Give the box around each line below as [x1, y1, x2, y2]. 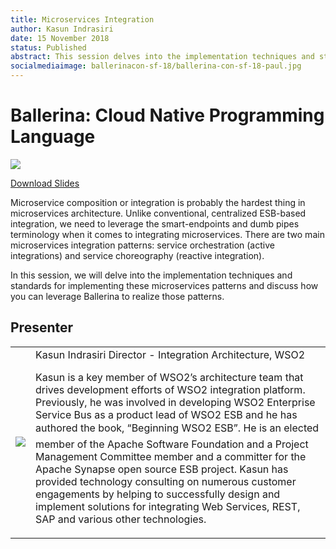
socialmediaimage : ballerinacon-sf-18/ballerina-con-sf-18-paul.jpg [10, 61, 302, 71]
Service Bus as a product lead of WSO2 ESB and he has [35, 407, 298, 421]
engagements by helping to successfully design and [35, 487, 281, 501]
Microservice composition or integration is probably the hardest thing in [10, 196, 306, 208]
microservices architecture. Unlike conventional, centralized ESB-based [10, 207, 307, 219]
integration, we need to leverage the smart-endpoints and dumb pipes [10, 217, 300, 230]
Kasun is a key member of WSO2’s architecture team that [35, 370, 304, 384]
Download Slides [10, 177, 80, 189]
